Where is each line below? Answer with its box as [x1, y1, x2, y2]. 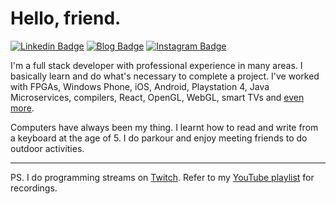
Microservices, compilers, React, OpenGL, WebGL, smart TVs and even [10, 91, 305, 103]
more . [10, 102, 35, 114]
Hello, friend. [10, 7, 122, 30]
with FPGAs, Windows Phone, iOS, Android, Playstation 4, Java [10, 80, 270, 92]
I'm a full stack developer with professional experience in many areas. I [10, 59, 303, 71]
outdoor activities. [10, 142, 85, 154]
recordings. [10, 182, 58, 194]
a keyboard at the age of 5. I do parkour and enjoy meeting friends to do [10, 132, 308, 144]
